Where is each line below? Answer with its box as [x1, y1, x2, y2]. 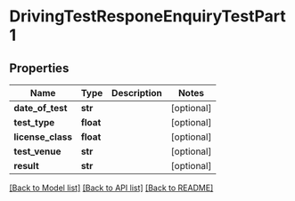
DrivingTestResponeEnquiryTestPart [9, 6, 287, 27]
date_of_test [13, 102, 68, 114]
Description [111, 87, 163, 99]
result [13, 160, 40, 172]
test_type [13, 117, 55, 128]
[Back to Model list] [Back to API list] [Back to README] [9, 182, 214, 193]
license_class [13, 131, 73, 143]
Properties [9, 60, 70, 76]
